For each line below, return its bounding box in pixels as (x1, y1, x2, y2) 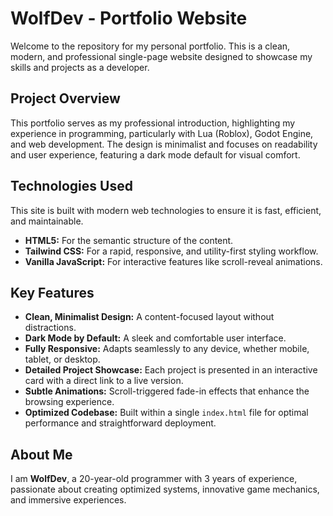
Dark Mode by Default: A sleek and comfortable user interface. (24, 332, 287, 344)
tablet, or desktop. (24, 353, 101, 366)
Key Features (10, 284, 95, 301)
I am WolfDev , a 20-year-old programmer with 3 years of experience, (10, 473, 298, 485)
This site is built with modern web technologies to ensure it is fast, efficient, (10, 204, 322, 216)
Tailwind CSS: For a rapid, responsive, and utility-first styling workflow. (24, 245, 319, 257)
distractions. (24, 322, 77, 334)
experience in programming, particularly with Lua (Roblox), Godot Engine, (10, 127, 314, 139)
